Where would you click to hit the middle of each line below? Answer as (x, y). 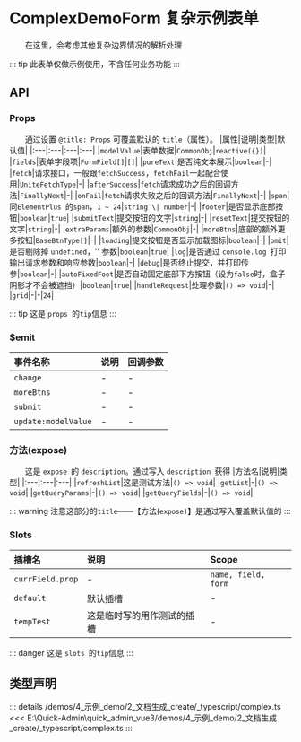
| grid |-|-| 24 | (32, 295)
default (30, 598)
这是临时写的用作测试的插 (141, 615)
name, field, (238, 574)
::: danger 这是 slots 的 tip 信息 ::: (72, 652)
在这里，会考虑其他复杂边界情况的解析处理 (103, 45)
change (28, 377)
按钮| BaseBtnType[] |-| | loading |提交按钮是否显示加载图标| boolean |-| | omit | (153, 240)
